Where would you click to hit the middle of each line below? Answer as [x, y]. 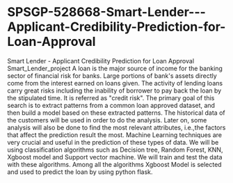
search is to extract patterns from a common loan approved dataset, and [111, 105]
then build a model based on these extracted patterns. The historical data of [116, 113]
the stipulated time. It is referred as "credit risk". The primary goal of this [111, 97]
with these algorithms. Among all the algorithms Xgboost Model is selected [114, 164]
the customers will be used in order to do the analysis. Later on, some [107, 120]
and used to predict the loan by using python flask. [80, 172]
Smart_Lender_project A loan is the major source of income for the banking [115, 68]
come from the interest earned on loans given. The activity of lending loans [115, 83]
